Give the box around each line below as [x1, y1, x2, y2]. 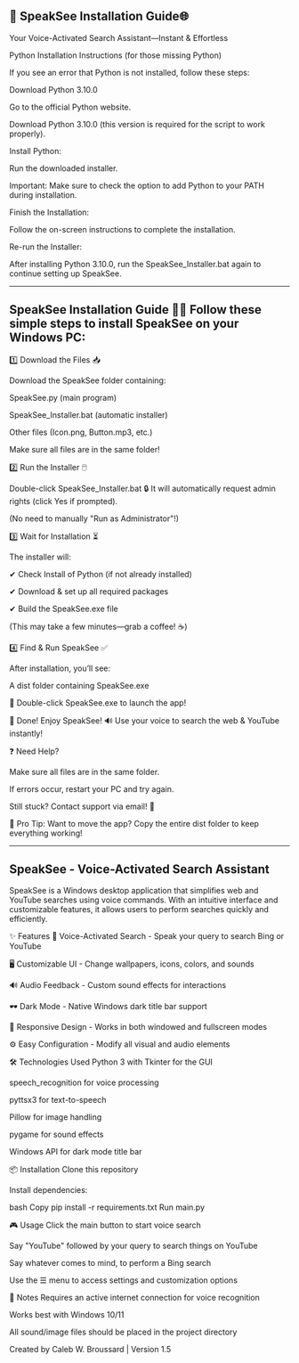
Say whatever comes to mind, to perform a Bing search [9, 1258, 212, 1269]
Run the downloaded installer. [9, 162, 118, 174]
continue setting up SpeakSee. [9, 268, 122, 279]
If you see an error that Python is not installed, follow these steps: [9, 67, 250, 78]
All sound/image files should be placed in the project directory [9, 1326, 238, 1337]
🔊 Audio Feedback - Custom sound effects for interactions [9, 980, 227, 991]
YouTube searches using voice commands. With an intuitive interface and [9, 894, 279, 905]
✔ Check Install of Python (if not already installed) [9, 568, 193, 579]
